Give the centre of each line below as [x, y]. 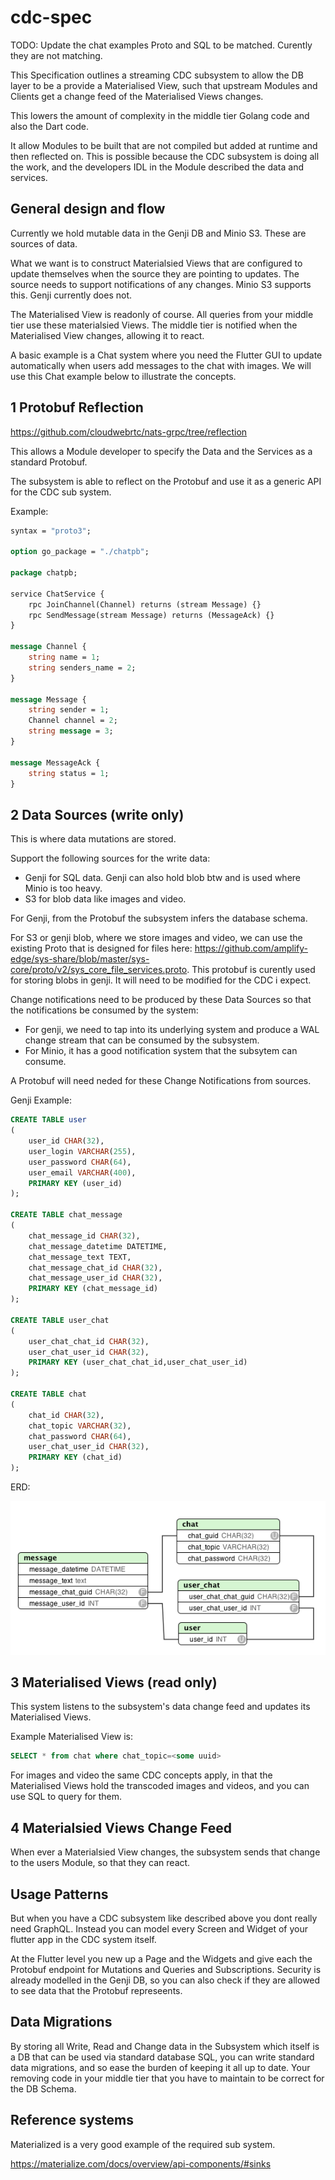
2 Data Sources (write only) [97, 814]
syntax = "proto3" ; [51, 531]
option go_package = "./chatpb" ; [80, 552]
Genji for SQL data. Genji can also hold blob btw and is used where [162, 878]
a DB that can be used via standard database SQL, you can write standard [162, 2057]
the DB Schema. [43, 2088]
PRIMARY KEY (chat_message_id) [93, 1289]
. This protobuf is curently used [251, 970]
